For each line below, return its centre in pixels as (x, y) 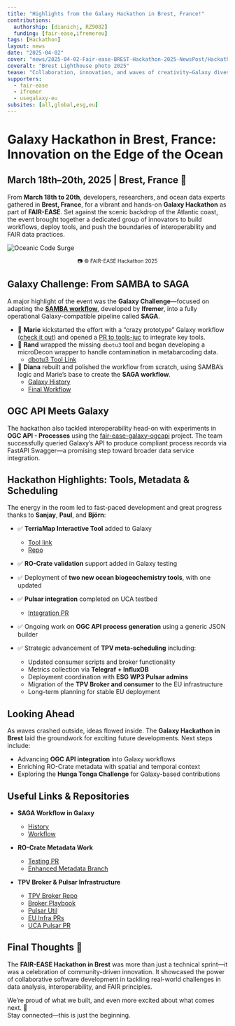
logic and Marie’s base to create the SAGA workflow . (94, 374)
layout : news (26, 46)
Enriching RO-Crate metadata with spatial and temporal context (109, 767)
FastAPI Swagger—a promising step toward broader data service (101, 450)
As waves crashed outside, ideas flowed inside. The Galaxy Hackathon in (114, 731)
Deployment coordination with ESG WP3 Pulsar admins (108, 677)
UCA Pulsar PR (49, 925)
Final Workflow (49, 389)
